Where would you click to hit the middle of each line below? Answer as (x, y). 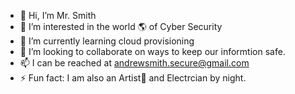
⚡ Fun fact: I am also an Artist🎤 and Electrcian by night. (133, 78)
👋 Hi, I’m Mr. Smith (58, 15)
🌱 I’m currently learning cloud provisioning (107, 41)
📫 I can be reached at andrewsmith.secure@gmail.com (134, 63)
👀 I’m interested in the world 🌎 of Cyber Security (121, 26)
